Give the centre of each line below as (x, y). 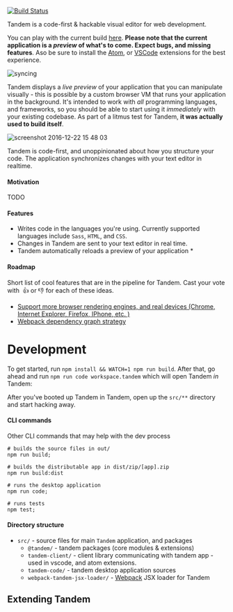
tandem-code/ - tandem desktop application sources (102, 570)
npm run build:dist (35, 473)
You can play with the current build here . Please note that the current (107, 38)
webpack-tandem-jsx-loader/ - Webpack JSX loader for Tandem (119, 577)
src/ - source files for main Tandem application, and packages (105, 540)
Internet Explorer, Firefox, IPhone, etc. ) (73, 314)
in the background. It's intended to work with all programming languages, (112, 102)
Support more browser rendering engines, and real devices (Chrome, (116, 306)
